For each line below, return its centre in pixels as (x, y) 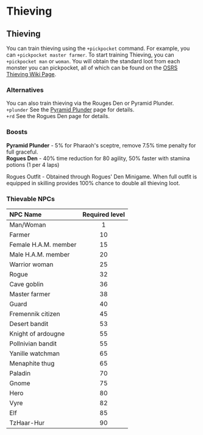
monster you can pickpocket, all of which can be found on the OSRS (92, 68)
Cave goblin (27, 284)
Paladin (20, 373)
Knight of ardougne (37, 333)
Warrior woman (31, 264)
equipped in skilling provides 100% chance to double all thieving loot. (93, 183)
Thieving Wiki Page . (31, 74)
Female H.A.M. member (43, 244)
